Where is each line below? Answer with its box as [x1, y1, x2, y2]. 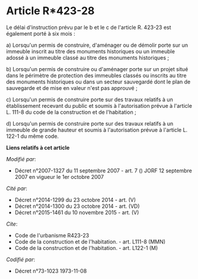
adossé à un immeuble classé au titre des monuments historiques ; [6, 54, 170, 61]
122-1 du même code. [6, 132, 59, 140]
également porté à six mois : [6, 30, 75, 37]
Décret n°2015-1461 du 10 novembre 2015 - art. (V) [14, 209, 139, 216]
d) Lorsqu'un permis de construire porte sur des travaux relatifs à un [6, 120, 174, 127]
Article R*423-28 [6, 4, 95, 18]
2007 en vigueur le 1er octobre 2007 [14, 173, 104, 180]
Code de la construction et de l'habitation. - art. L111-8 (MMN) [14, 238, 166, 245]
